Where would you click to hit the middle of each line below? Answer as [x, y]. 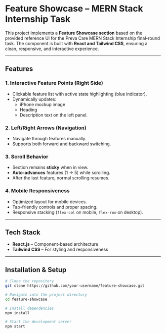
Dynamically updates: [34, 99]
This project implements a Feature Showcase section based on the [74, 33]
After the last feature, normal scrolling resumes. [61, 178]
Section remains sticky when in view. [50, 167]
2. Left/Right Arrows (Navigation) [46, 128]
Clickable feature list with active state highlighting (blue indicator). [80, 94]
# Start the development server [38, 322]
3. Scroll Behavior [27, 157]
